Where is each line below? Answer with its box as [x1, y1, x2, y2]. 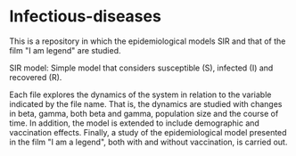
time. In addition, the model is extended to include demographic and [9, 118, 260, 128]
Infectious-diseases [9, 6, 162, 27]
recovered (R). [9, 71, 62, 82]
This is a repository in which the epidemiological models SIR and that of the [9, 36, 286, 46]
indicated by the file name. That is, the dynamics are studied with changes [9, 98, 283, 109]
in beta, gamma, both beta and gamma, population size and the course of [9, 108, 279, 119]
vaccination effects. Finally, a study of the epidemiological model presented [9, 127, 287, 137]
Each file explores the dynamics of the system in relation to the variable [9, 89, 272, 100]
